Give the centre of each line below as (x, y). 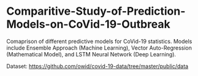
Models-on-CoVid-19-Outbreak (88, 24)
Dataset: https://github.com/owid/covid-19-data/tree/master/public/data (97, 66)
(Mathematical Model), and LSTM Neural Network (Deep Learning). (91, 54)
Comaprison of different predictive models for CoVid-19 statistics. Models (99, 41)
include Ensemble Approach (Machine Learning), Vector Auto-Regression (99, 48)
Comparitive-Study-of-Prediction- (96, 11)
